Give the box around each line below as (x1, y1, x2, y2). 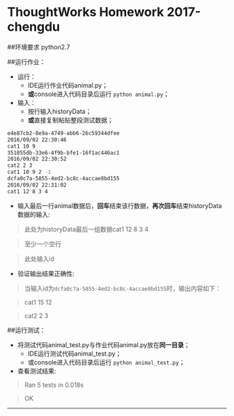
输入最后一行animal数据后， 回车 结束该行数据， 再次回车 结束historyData (17, 201, 222, 209)
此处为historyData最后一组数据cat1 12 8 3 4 (24, 225, 149, 233)
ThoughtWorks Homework (7, 4, 164, 20)
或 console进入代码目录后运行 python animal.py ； (27, 90, 170, 98)
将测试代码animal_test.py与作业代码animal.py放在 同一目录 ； (17, 340, 190, 349)
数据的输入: (17, 210, 50, 218)
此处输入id (24, 255, 54, 263)
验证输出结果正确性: (17, 269, 75, 278)
